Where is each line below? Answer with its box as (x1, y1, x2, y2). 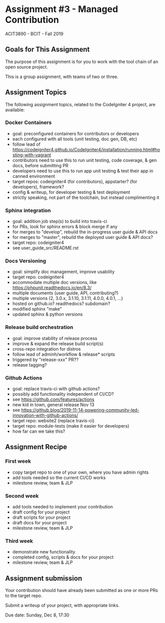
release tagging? (12, 362, 47, 368)
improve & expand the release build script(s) (12, 341, 104, 347)
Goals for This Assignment (5, 45, 90, 54)
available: (5, 107, 25, 113)
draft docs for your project (12, 520, 67, 526)
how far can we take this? (12, 428, 65, 434)
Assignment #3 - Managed (5, 4, 118, 15)
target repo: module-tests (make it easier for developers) (12, 423, 130, 429)
